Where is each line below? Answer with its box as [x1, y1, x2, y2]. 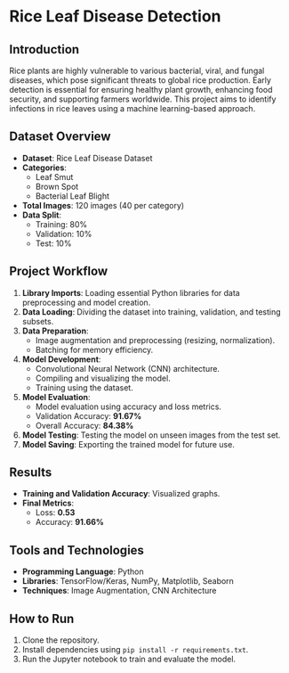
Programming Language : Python [21, 566, 144, 577]
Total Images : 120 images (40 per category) [21, 200, 185, 210]
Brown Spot [35, 181, 79, 192]
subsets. [21, 316, 54, 326]
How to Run [9, 611, 75, 626]
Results [9, 465, 52, 480]
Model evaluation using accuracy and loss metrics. [35, 401, 222, 412]
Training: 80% [35, 218, 88, 229]
